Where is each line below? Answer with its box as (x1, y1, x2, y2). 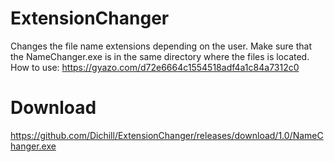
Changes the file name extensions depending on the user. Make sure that (10, 40, 312, 52)
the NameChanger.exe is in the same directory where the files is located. (10, 50, 310, 62)
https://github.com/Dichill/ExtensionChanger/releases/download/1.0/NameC (10, 129, 324, 141)
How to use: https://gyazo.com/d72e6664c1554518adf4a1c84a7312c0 (10, 61, 300, 73)
